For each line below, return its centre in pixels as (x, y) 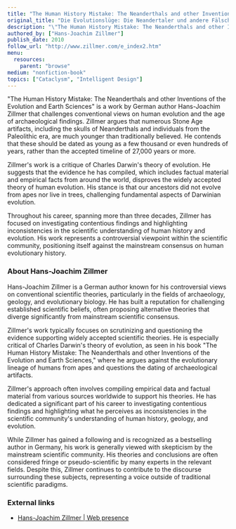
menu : (15, 53)
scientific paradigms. (38, 484)
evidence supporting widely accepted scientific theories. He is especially (113, 337)
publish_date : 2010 (36, 40)
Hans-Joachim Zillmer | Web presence (73, 518)
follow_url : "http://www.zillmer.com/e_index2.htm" (84, 46)
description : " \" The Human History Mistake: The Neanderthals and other (116, 27)
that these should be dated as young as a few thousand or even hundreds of (118, 144)
